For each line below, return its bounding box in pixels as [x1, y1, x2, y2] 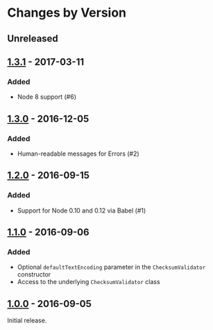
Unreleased [7, 33, 59, 44]
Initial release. [7, 316, 47, 324]
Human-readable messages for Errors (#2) [17, 149, 140, 158]
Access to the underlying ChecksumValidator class [17, 278, 161, 286]
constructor [17, 270, 51, 279]
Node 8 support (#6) [17, 92, 76, 101]
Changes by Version [7, 5, 127, 21]
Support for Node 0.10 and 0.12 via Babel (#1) [17, 206, 146, 215]
